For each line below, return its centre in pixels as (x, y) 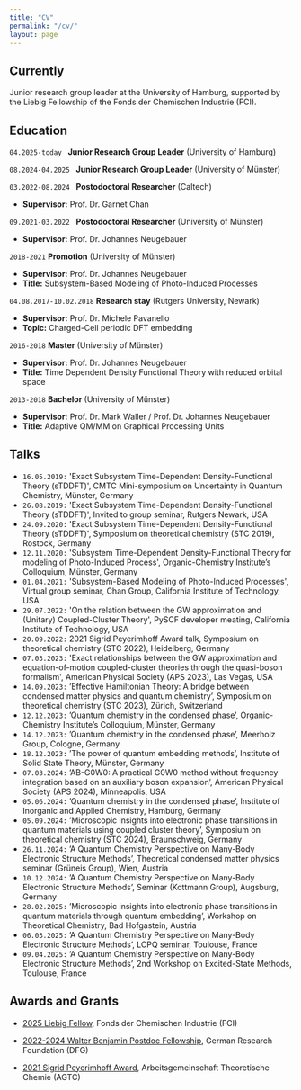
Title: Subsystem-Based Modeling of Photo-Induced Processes (140, 283)
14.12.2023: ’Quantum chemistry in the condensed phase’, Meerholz (149, 734)
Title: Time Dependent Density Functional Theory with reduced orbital (152, 372)
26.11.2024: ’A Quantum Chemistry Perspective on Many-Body (138, 849)
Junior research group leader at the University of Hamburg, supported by (145, 93)
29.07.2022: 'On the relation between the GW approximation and (142, 610)
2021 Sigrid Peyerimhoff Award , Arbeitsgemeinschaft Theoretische (146, 1068)
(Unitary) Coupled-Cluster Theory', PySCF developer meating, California (156, 619)
